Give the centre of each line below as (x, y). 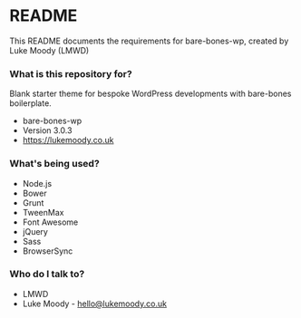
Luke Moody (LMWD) (49, 50)
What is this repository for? (71, 73)
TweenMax (43, 212)
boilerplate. (30, 103)
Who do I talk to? (47, 275)
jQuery (35, 231)
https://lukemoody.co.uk (68, 140)
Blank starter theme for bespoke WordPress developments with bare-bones (150, 94)
